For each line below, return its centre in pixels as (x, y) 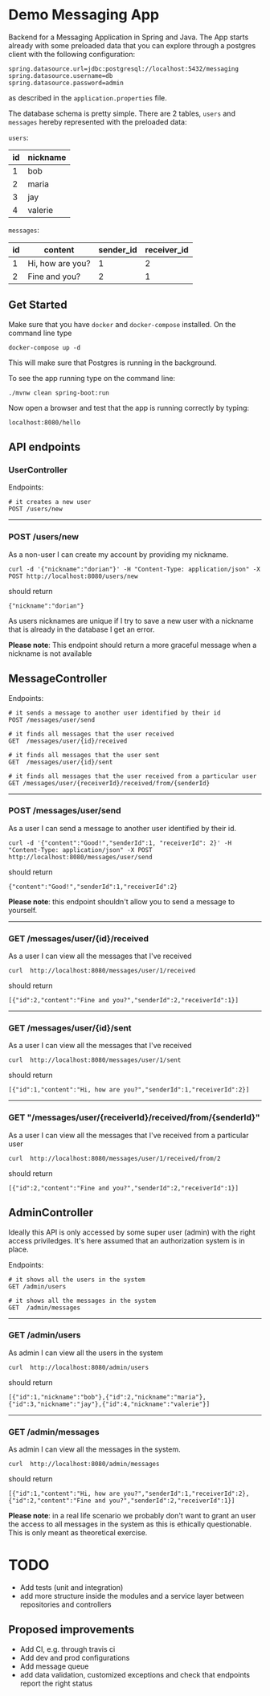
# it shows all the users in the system (77, 1280)
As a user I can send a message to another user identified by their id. (123, 828)
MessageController (58, 679)
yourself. (23, 910)
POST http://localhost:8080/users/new (73, 576)
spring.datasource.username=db (61, 76)
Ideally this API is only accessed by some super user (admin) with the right (132, 1232)
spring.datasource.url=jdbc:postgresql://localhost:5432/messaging (124, 69)
